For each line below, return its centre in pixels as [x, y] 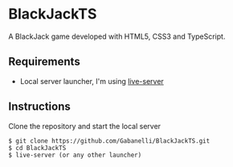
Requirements [44, 62]
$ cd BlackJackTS [37, 148]
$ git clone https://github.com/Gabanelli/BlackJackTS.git [109, 141]
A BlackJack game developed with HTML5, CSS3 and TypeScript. [117, 36]
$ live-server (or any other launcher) [75, 155]
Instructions [39, 107]
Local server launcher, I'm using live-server [92, 81]
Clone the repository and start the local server [85, 126]
